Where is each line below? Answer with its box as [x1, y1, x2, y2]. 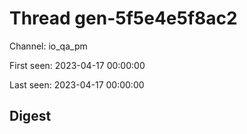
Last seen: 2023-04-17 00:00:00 [9, 78, 145, 91]
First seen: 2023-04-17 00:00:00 [9, 59, 146, 71]
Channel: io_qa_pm [9, 40, 88, 52]
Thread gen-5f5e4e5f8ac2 [9, 7, 238, 30]
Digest [9, 108, 52, 125]
